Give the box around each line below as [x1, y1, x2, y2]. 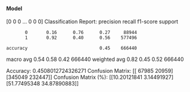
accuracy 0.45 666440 [6, 45, 137, 51]
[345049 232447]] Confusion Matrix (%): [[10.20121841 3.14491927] [6, 73, 174, 81]
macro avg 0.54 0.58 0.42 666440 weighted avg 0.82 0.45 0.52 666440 [6, 56, 184, 63]
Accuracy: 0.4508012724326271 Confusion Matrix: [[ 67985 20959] [6, 68, 173, 75]
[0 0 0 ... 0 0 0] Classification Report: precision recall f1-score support [6, 18, 179, 25]
